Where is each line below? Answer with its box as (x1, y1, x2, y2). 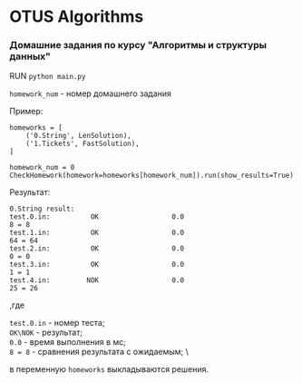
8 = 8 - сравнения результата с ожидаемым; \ (9, 347, 189, 358)
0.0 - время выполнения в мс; (9, 337, 127, 348)
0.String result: (9, 204, 75, 214)
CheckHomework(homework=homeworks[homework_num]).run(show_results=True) (9, 171, 295, 181)
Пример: (9, 106, 44, 117)
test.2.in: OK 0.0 (9, 244, 184, 253)
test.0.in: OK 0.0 (9, 212, 184, 221)
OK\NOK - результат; (9, 327, 83, 338)
